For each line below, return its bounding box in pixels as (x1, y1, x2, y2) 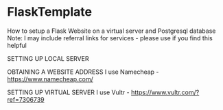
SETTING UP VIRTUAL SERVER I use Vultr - (7, 88, 130, 96)
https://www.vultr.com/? (130, 88, 200, 96)
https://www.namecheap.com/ (7, 74, 94, 83)
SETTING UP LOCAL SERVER (7, 54, 89, 62)
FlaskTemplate (7, 4, 93, 20)
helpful (7, 41, 27, 49)
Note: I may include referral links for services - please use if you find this (7, 33, 213, 42)
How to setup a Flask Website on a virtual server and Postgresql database (7, 27, 216, 35)
